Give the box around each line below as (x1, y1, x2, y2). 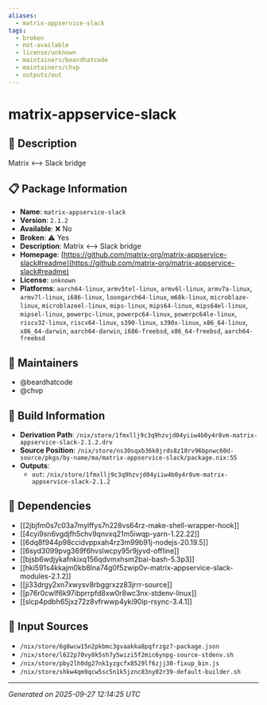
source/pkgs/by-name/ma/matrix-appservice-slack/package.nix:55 (19, 454, 238, 462)
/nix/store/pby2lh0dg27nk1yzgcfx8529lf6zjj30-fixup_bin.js (19, 659, 220, 668)
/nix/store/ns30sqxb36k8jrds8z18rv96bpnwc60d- (76, 447, 234, 455)
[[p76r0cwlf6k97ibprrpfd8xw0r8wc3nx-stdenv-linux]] (19, 588, 197, 597)
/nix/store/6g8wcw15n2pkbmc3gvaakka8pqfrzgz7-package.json (19, 642, 220, 650)
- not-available (15, 41, 69, 49)
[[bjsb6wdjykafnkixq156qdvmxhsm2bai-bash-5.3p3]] (19, 554, 195, 564)
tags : (8, 26, 26, 34)
